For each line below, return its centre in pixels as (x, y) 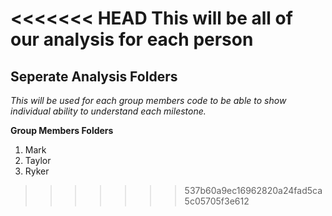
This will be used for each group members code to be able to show (148, 100)
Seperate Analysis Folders (94, 76)
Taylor (38, 160)
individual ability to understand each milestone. (108, 111)
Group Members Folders (62, 130)
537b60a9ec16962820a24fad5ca (253, 190)
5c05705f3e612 (217, 201)
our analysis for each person (132, 39)
